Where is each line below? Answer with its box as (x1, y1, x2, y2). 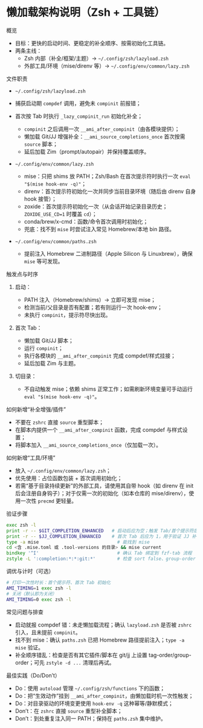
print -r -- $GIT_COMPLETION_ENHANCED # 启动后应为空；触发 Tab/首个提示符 (6, 527, 194, 534)
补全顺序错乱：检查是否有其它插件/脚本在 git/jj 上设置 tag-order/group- (14, 651, 192, 658)
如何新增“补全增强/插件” (6, 406, 66, 413)
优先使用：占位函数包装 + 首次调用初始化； (14, 474, 123, 481)
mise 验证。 (14, 643, 44, 651)
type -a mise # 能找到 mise (6, 539, 150, 545)
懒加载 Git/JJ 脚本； (24, 337, 74, 344)
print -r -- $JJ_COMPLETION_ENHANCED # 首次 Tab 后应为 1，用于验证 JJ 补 (6, 533, 197, 539)
